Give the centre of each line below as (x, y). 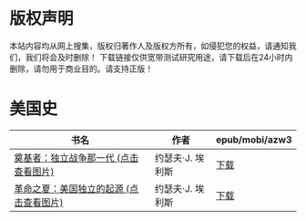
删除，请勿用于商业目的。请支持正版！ (81, 68)
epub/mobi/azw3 (254, 140)
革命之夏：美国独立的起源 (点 (76, 188)
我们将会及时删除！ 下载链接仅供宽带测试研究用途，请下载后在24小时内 (159, 57)
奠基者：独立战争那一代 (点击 (76, 158)
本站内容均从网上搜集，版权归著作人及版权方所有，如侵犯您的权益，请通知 (149, 46)
